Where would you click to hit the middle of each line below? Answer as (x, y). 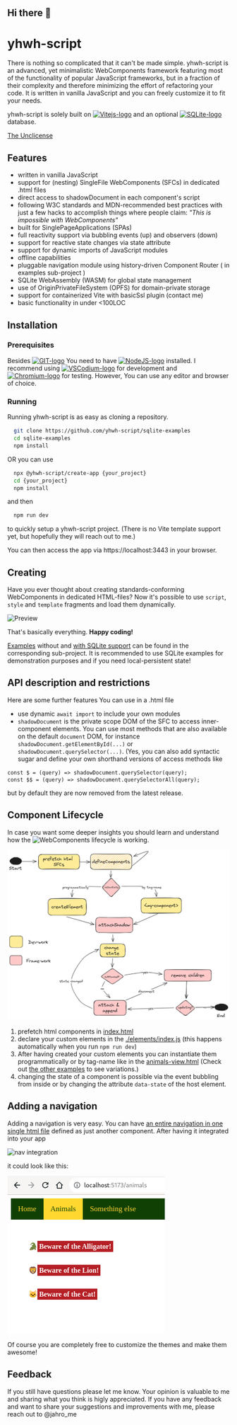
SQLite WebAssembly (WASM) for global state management (104, 280)
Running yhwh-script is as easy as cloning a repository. (88, 417)
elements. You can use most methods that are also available (140, 728)
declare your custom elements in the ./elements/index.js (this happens (120, 1039)
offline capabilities (44, 258)
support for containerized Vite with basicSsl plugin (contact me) (110, 295)
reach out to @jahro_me (42, 1414)
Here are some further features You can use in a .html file (91, 700)
